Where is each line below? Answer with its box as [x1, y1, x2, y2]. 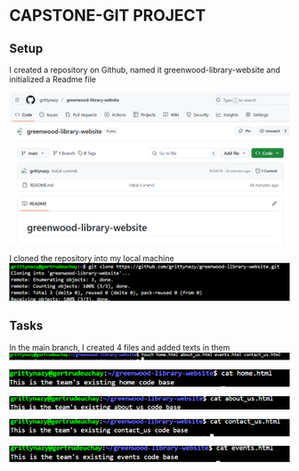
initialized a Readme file [9, 74, 96, 85]
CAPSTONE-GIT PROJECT [9, 5, 206, 26]
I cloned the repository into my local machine [9, 252, 175, 263]
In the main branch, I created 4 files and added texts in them [9, 342, 230, 352]
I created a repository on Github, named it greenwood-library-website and [9, 64, 280, 75]
